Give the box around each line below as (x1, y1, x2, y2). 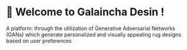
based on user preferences (6, 37, 72, 44)
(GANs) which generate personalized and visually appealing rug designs (6, 31, 181, 38)
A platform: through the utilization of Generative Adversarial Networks (6, 25, 175, 32)
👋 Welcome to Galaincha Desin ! (6, 5, 165, 19)
